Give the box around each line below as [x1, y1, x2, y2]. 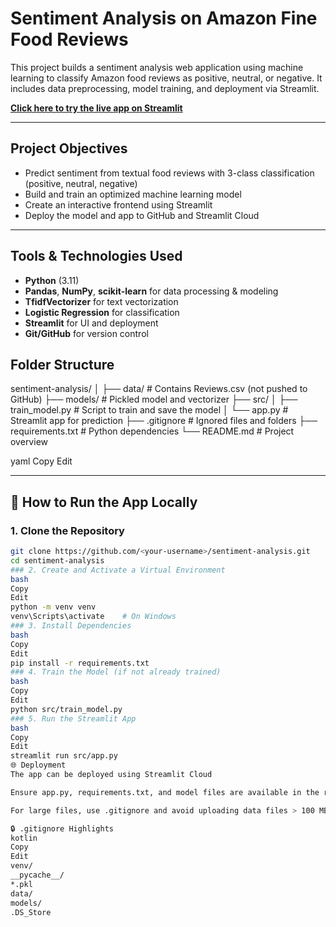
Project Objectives [10, 140, 128, 157]
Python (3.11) [24, 274, 80, 286]
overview [10, 436, 48, 448]
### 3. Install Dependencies [10, 621, 132, 631]
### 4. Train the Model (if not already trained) [10, 667, 222, 677]
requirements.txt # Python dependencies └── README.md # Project [10, 425, 295, 437]
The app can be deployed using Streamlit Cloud [10, 770, 213, 780]
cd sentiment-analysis [10, 555, 105, 566]
